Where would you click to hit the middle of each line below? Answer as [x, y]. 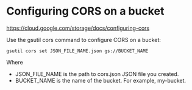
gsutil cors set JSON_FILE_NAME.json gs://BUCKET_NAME [77, 51]
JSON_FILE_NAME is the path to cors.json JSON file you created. [97, 74]
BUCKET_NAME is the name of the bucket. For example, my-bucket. [101, 80]
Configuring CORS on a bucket [85, 11]
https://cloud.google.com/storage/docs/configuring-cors [78, 28]
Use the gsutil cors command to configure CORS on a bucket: [84, 40]
